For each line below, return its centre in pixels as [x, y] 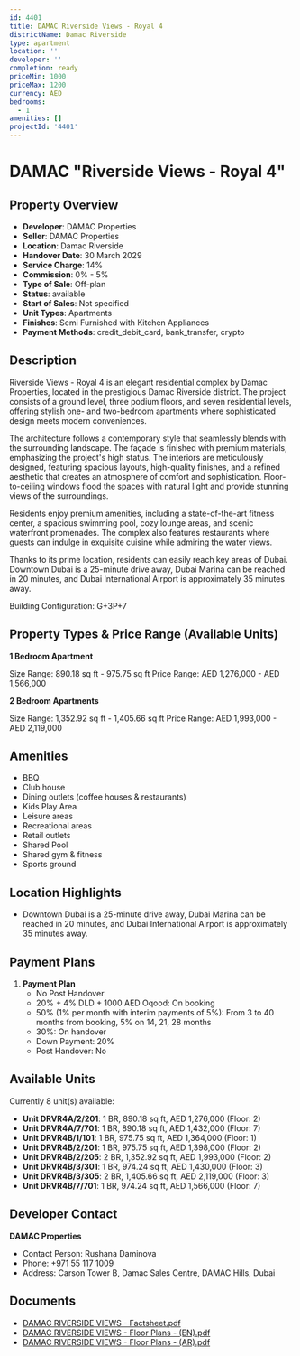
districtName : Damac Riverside [68, 34]
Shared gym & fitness [62, 855]
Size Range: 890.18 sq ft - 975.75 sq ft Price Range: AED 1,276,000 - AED [145, 673]
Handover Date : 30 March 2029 [82, 255]
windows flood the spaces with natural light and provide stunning [168, 486]
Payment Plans [52, 962]
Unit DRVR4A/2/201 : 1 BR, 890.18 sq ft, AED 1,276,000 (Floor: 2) [141, 1118]
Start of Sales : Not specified [75, 303]
